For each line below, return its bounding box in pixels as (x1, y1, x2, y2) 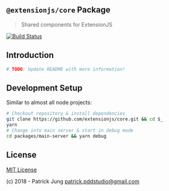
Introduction (6, 50, 54, 60)
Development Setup (6, 83, 83, 93)
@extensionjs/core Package (6, 5, 110, 15)
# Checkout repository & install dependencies (6, 111, 126, 117)
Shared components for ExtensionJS (21, 21, 113, 28)
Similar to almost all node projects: (6, 99, 92, 106)
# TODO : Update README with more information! (6, 66, 126, 72)
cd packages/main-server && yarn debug (6, 133, 107, 139)
